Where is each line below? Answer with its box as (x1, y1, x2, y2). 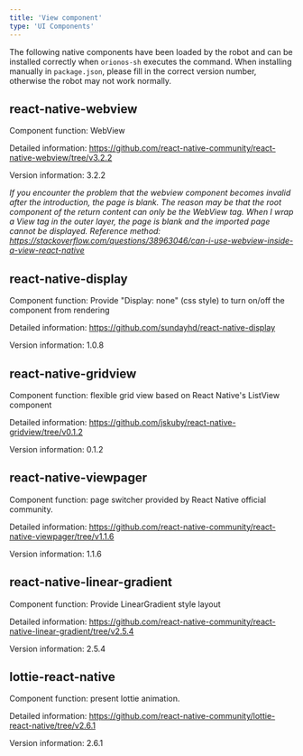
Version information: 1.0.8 (9, 340, 105, 350)
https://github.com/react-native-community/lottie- (88, 711, 276, 722)
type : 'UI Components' (9, 22, 95, 31)
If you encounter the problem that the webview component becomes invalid (9, 187, 291, 199)
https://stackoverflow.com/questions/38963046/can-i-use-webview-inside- (9, 236, 294, 247)
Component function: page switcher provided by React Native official (9, 494, 267, 505)
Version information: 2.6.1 (9, 738, 104, 749)
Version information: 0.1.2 (9, 443, 104, 454)
